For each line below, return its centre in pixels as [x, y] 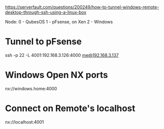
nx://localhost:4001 [24, 122]
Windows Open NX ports [57, 75]
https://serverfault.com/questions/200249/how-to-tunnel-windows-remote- [82, 7]
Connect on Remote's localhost [70, 109]
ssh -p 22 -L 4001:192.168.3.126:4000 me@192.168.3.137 [62, 55]
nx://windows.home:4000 [31, 88]
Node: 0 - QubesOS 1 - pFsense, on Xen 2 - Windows [59, 22]
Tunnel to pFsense [43, 42]
